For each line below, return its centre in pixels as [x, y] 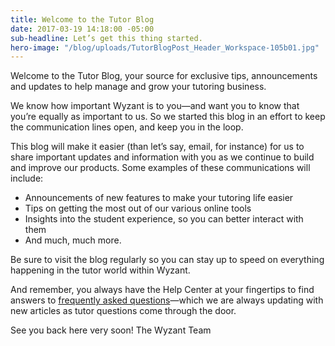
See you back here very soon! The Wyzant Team [111, 330]
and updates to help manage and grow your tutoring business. [138, 87]
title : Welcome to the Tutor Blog [82, 19]
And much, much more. [73, 240]
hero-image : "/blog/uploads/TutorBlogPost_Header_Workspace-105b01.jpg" [165, 47]
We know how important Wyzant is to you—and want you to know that [155, 106]
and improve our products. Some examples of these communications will [160, 168]
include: [27, 178]
